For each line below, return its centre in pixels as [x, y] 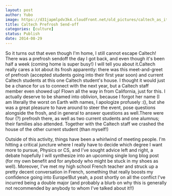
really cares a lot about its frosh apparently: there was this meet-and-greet [84, 69]
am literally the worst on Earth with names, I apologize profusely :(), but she [85, 102]
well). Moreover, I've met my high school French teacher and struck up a [82, 166]
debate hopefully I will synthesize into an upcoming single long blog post [82, 155]
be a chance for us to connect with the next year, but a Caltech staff [77, 85]
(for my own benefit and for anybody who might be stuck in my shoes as [82, 161]
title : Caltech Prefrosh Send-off [42, 24]
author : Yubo [19, 15]
